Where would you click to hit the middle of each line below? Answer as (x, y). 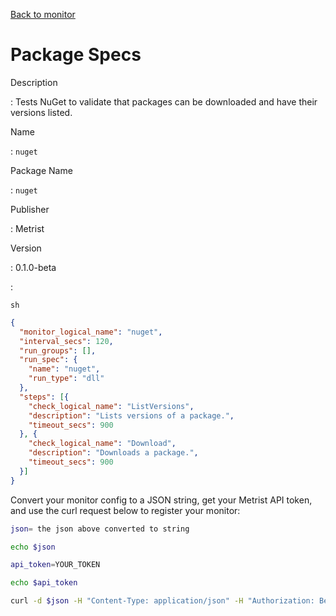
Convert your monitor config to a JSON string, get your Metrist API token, (161, 500)
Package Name (41, 170)
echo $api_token (44, 583)
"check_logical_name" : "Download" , (102, 444)
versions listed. (41, 112)
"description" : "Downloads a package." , (113, 453)
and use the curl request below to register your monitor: (125, 510)
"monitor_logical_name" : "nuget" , (91, 332)
